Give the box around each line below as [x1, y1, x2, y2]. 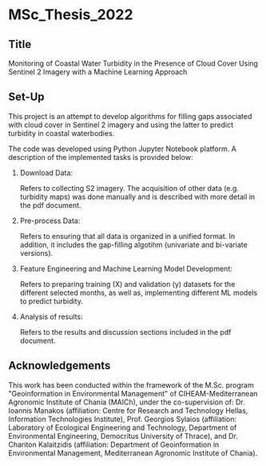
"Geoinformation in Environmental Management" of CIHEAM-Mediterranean [8, 388, 258, 398]
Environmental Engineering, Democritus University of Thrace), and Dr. [8, 431, 238, 440]
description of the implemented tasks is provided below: [8, 152, 193, 161]
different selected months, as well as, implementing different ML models [19, 288, 258, 297]
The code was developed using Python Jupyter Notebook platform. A [8, 144, 237, 153]
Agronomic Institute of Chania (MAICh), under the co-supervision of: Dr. [8, 397, 245, 407]
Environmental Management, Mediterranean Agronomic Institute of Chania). [8, 448, 258, 457]
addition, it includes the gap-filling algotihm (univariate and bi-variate [19, 240, 248, 249]
